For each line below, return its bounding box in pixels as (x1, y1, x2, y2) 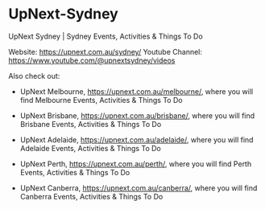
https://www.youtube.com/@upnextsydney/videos (8, 55, 176, 65)
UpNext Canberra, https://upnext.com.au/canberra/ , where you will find (19, 182, 258, 193)
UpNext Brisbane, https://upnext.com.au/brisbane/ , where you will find (19, 110, 255, 121)
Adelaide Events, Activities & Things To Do (19, 143, 161, 153)
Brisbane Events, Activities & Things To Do (19, 119, 162, 129)
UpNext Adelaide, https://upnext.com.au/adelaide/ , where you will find (19, 134, 254, 145)
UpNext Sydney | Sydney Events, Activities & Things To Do (8, 31, 203, 41)
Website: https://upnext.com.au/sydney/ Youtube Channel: (8, 47, 203, 56)
